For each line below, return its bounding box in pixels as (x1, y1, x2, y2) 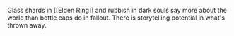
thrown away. (7, 21, 47, 29)
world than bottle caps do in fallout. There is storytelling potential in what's (7, 13, 225, 22)
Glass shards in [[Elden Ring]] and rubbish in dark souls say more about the (7, 6, 228, 14)
